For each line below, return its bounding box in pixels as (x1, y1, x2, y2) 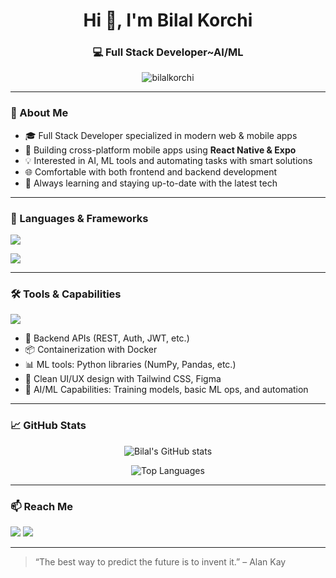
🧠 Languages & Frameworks (10, 211, 149, 225)
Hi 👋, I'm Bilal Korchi (83, 9, 253, 32)
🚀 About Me (10, 106, 69, 120)
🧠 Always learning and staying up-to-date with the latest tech (24, 177, 278, 189)
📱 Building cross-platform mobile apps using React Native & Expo (24, 144, 297, 156)
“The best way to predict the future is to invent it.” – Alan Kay (34, 555, 287, 568)
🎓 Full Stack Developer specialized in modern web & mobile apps (24, 129, 298, 141)
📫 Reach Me (10, 499, 74, 513)
